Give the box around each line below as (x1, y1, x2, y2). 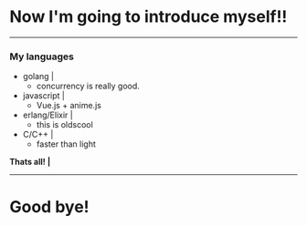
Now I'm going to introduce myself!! (9, 6, 288, 27)
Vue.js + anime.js (36, 100, 102, 111)
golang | (22, 71, 55, 82)
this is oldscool (36, 119, 93, 130)
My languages (9, 50, 75, 63)
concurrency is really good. (36, 80, 140, 92)
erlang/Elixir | (22, 109, 73, 120)
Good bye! (9, 197, 90, 218)
